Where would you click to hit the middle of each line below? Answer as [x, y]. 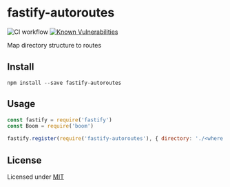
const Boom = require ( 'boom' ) [51, 126]
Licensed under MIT [35, 177]
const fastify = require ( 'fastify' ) [60, 120]
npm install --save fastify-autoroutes [64, 83]
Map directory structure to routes [54, 45]
